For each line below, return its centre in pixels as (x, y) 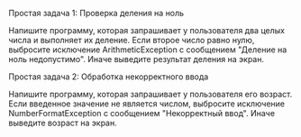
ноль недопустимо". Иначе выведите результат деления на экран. (137, 59)
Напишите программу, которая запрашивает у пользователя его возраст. (150, 94)
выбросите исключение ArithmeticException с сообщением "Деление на (148, 50)
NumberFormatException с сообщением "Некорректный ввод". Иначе (142, 113)
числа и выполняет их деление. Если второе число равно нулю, (132, 40)
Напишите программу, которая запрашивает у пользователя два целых (147, 30)
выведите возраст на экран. (63, 123)
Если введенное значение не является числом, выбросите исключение (147, 104)
